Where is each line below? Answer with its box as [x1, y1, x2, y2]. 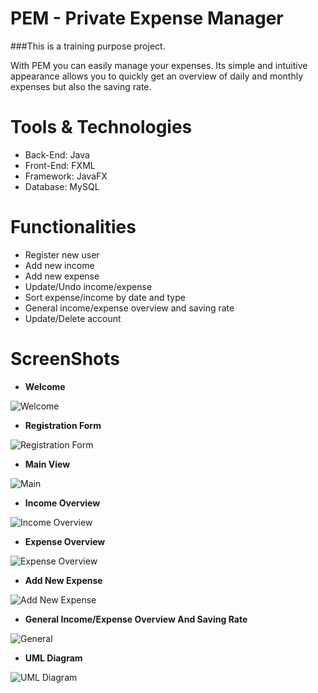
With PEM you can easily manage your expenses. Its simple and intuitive [10, 59, 308, 71]
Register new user [24, 248, 100, 261]
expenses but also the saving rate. [10, 80, 152, 92]
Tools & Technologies [10, 116, 193, 139]
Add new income [24, 259, 95, 271]
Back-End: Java [24, 148, 90, 161]
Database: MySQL [24, 180, 100, 192]
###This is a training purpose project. [10, 40, 166, 52]
